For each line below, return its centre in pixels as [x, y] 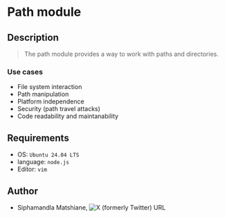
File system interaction [49, 87]
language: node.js [43, 162]
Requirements [38, 138]
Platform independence [51, 101]
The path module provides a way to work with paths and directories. [121, 54]
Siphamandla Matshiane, [52, 207]
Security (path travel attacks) [58, 109]
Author [22, 191]
